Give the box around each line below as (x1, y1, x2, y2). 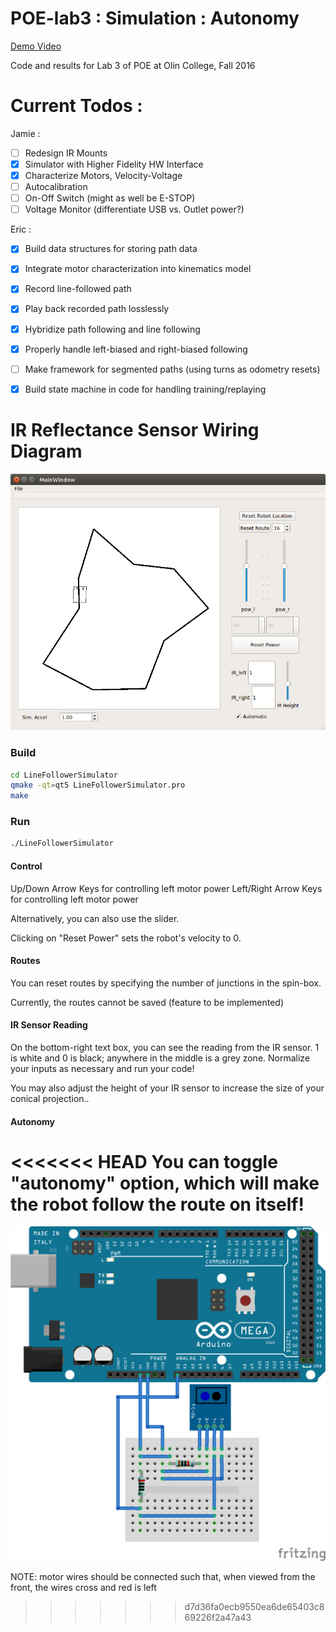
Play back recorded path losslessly (24, 303, 170, 315)
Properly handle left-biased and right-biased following (24, 343, 248, 355)
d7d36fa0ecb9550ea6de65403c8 (184, 1600, 325, 1612)
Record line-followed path (24, 283, 132, 295)
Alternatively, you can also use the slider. (10, 912, 180, 924)
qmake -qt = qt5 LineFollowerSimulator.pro (10, 780, 186, 791)
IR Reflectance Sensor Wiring (10, 418, 260, 441)
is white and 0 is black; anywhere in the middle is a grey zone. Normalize (10, 1052, 311, 1064)
